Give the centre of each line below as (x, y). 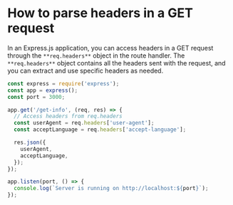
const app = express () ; (43, 90)
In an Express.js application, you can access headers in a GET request (110, 48)
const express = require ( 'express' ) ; (63, 83)
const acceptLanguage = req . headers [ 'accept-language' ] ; (100, 130)
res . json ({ (30, 143)
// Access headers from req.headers (68, 116)
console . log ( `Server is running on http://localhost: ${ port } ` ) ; (111, 189)
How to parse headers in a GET (100, 13)
